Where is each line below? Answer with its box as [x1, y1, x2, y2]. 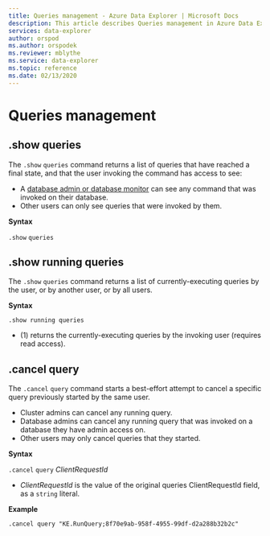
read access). [19, 339, 66, 348]
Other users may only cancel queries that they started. [19, 434, 201, 443]
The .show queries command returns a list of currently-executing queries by [8, 277, 260, 287]
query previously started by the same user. [8, 392, 150, 402]
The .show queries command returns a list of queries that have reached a [8, 159, 251, 169]
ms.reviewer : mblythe [8, 49, 81, 57]
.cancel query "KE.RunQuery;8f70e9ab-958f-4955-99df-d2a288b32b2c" [8, 520, 239, 528]
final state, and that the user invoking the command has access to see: [8, 168, 243, 178]
